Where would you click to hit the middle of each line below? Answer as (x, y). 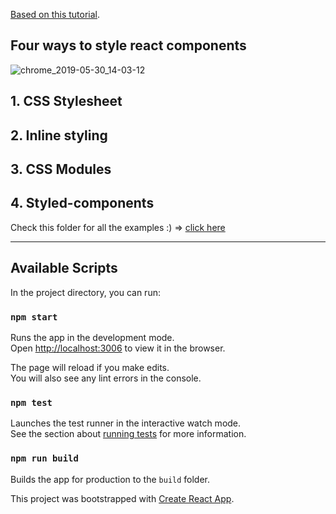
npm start (34, 317)
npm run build (44, 458)
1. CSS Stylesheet (66, 101)
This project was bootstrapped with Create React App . (122, 498)
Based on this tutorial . (55, 14)
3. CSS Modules (61, 169)
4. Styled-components (82, 203)
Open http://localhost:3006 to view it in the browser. (118, 348)
